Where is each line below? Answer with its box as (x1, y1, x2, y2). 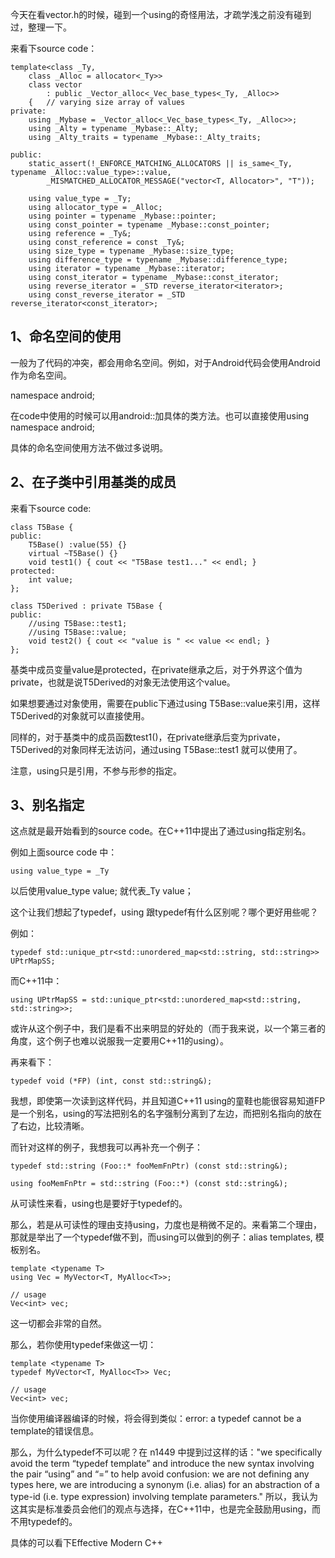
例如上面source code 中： (10, 846, 118, 858)
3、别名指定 (10, 797, 85, 814)
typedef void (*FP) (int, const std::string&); (10, 1076, 213, 1087)
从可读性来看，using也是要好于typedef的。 (10, 1198, 188, 1210)
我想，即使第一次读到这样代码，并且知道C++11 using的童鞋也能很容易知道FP (10, 1095, 326, 1107)
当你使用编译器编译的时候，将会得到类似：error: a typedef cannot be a (10, 1413, 302, 1425)
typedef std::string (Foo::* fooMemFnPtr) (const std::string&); (10, 1161, 288, 1172)
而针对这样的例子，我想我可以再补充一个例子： (10, 1141, 203, 1153)
